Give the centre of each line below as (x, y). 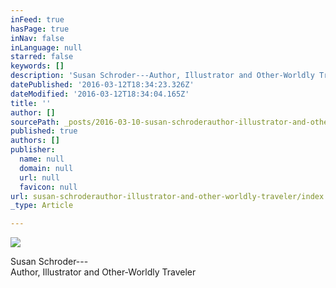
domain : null (46, 168)
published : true (44, 131)
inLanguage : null (46, 47)
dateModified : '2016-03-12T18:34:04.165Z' (100, 94)
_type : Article (42, 206)
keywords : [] (37, 66)
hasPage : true (40, 29)
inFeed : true (37, 19)
